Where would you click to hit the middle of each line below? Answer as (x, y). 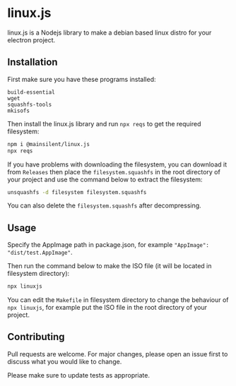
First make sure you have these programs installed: (82, 79)
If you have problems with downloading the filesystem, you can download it (117, 164)
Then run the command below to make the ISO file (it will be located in (110, 266)
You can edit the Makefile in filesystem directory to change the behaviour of (118, 300)
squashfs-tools (30, 104)
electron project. (31, 40)
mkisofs (19, 111)
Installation (33, 62)
